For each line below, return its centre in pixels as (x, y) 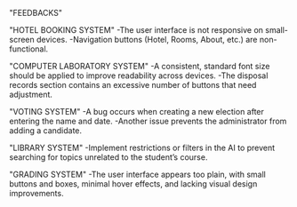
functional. (29, 49)
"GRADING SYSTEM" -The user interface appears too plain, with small (138, 174)
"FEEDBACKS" (36, 13)
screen (22, 40)
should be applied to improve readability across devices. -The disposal (139, 76)
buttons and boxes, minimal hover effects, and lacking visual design (133, 184)
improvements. (36, 193)
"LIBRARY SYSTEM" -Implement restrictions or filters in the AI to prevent (142, 147)
